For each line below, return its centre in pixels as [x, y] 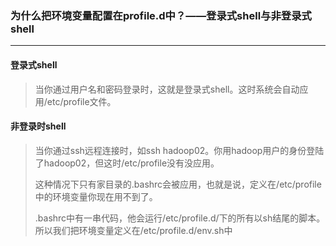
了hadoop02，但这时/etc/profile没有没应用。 [127, 163]
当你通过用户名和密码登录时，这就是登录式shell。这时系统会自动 [167, 89]
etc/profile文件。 [81, 101]
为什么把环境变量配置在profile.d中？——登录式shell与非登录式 [161, 15]
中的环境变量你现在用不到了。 [96, 196]
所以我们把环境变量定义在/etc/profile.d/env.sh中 [133, 230]
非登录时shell [38, 126]
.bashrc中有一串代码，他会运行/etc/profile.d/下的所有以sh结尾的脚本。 [180, 218]
